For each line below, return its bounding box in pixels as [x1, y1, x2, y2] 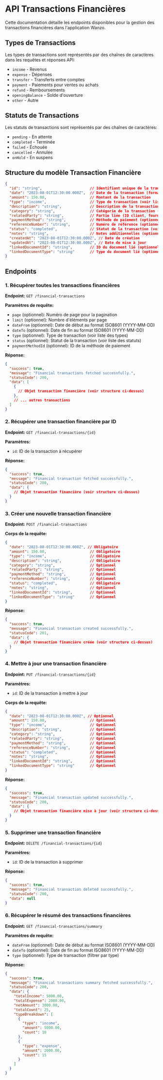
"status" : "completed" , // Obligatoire [9, 581, 120, 586]
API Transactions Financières [5, 3, 126, 15]
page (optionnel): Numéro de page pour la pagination [12, 311, 117, 317]
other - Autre [12, 97, 39, 103]
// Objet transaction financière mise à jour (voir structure [14, 809, 142, 813]
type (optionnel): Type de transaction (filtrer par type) [12, 952, 119, 958]
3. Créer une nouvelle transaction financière [5, 510, 112, 517]
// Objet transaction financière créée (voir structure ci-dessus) [14, 640, 153, 645]
